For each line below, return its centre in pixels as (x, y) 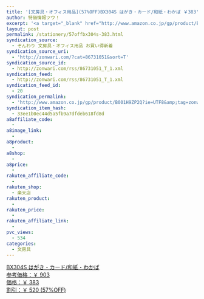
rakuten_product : (28, 198)
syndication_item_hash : (36, 108)
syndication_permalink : (36, 97)
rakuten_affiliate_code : (38, 176)
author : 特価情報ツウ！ (33, 18)
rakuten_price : (25, 210)
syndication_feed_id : (34, 86)
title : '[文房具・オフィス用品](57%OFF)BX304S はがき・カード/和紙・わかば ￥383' (103, 12)
